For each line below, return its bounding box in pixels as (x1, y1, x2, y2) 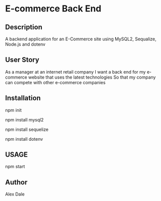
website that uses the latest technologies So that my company (28, 74, 156, 80)
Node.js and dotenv (5, 41, 46, 47)
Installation (5, 94, 41, 102)
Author (5, 178, 27, 187)
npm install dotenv (5, 136, 43, 142)
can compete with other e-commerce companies (5, 79, 106, 85)
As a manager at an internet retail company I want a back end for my (5, 69, 146, 75)
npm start (5, 164, 25, 170)
